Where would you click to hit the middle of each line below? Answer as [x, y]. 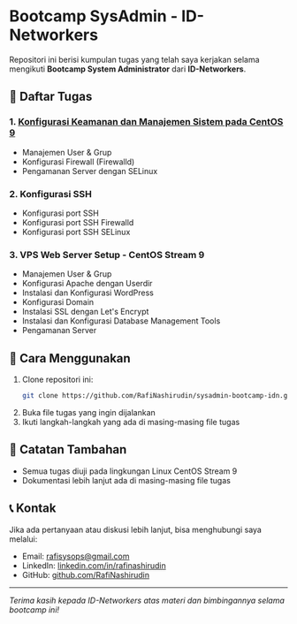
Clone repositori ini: [57, 380]
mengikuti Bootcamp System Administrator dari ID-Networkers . [128, 69]
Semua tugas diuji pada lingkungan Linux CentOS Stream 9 [129, 471]
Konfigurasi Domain [58, 302]
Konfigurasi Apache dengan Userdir [87, 284]
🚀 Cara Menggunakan [70, 358]
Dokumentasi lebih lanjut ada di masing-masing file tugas [126, 480]
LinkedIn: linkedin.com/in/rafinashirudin [94, 565]
